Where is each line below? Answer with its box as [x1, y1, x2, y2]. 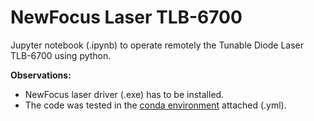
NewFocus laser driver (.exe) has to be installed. [24, 88, 225, 100]
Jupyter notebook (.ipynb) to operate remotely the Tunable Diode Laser [10, 39, 305, 51]
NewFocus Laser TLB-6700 [10, 6, 243, 29]
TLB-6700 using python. [10, 49, 112, 61]
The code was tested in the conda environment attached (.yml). [24, 99, 287, 111]
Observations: [10, 69, 72, 81]
